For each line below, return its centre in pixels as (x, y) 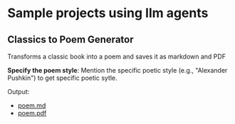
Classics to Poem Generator (70, 40)
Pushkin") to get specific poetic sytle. (62, 78)
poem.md (32, 105)
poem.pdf (32, 113)
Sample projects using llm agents (108, 13)
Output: (19, 92)
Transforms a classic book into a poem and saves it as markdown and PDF (117, 56)
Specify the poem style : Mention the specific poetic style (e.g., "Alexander (117, 70)
